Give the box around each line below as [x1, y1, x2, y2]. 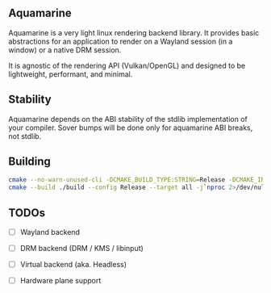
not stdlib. [8, 131, 42, 140]
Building [8, 155, 51, 169]
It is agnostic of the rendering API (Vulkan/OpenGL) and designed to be [8, 61, 246, 70]
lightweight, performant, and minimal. [8, 69, 133, 79]
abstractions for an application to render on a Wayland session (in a [8, 36, 233, 46]
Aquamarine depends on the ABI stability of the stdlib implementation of [8, 114, 248, 123]
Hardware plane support [19, 276, 102, 286]
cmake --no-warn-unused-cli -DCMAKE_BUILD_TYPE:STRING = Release [8, 176, 226, 184]
